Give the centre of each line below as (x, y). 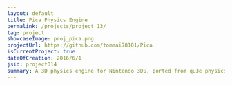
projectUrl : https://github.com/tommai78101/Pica (80, 45)
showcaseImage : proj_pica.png (51, 39)
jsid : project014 (32, 64)
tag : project (26, 33)
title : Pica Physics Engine (48, 20)
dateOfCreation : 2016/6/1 (44, 58)
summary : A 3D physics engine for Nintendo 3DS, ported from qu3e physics (117, 71)
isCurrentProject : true (41, 52)
